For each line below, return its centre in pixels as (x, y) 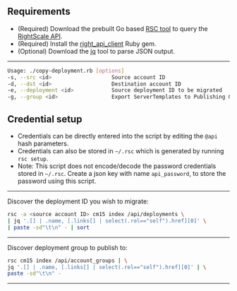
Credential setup (45, 119)
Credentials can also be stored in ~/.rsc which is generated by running (121, 151)
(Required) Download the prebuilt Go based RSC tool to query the (113, 28)
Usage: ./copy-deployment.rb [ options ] (66, 71)
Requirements (39, 12)
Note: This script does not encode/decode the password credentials (117, 166)
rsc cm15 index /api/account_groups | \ (68, 261)
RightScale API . (40, 36)
